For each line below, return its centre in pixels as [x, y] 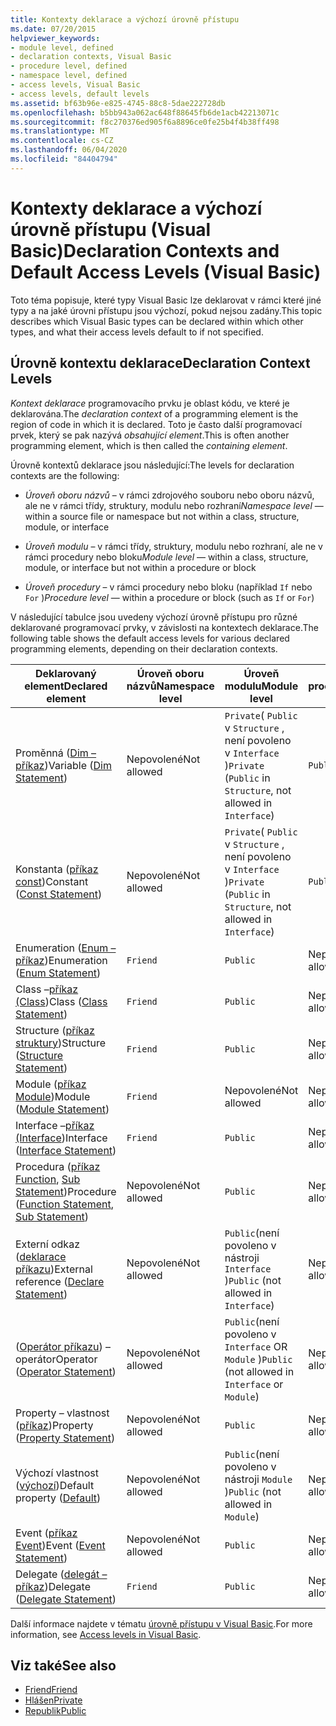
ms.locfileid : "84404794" [64, 159]
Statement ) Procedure [66, 1191]
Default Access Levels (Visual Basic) [166, 272]
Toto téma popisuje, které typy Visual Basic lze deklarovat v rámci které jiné [166, 300]
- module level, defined [62, 47]
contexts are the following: [65, 475]
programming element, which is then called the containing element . [149, 445]
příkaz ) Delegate [53, 1586]
